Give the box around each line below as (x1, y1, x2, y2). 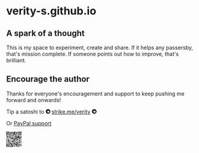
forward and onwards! (6, 96, 61, 103)
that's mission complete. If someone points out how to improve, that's (6, 50, 179, 58)
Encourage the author (6, 74, 90, 85)
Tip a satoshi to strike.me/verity (6, 108, 91, 115)
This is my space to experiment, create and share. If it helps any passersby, (6, 44, 194, 51)
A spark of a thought (6, 28, 85, 38)
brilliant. (6, 57, 26, 64)
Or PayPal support (6, 119, 52, 127)
